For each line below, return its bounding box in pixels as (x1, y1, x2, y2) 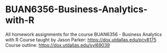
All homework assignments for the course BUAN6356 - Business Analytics (5, 31, 162, 37)
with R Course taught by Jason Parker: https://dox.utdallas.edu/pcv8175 (5, 37, 157, 43)
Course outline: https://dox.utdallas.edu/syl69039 (5, 42, 110, 48)
